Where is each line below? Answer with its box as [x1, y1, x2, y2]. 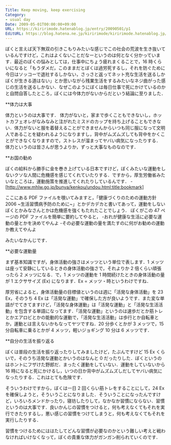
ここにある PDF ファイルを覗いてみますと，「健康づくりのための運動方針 [5, 195, 157, 200]
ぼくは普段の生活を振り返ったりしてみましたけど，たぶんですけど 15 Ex [5, 349, 155, 355]
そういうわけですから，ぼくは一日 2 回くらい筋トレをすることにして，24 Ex [5, 385, 164, 391]
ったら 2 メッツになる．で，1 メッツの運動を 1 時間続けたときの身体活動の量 [5, 272, 165, 278]
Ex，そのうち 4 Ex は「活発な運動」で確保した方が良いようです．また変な [5, 295, 160, 301]
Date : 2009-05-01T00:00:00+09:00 [5, 21, 76, 27]
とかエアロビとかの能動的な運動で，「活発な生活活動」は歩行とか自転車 [5, 315, 155, 320]
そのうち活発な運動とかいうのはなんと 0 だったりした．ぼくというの [18, 355, 162, 361]
